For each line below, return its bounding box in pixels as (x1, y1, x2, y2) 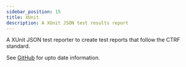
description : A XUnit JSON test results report (6, 20, 129, 26)
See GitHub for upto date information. (6, 54, 100, 62)
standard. (6, 42, 30, 50)
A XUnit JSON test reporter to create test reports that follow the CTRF (6, 36, 181, 44)
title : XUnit (6, 14, 39, 20)
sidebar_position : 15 (6, 8, 61, 15)
